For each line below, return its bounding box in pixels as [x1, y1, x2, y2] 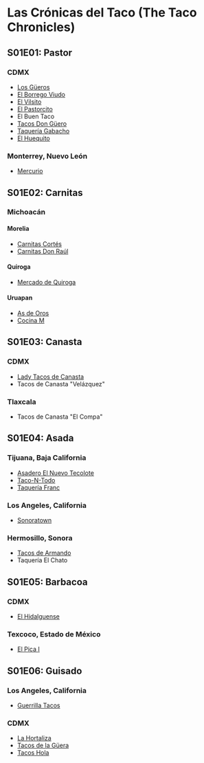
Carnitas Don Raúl [16, 247, 69, 255]
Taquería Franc [16, 483, 60, 491]
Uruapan [7, 294, 33, 302]
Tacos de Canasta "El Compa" [16, 412, 103, 421]
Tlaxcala [7, 397, 36, 406]
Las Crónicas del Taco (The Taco [7, 5, 197, 21]
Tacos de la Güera [16, 741, 69, 750]
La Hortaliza [16, 734, 52, 742]
